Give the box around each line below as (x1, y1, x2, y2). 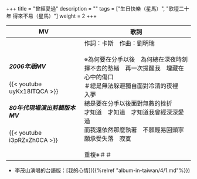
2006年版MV (9, 62, 46, 70)
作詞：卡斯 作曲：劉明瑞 (84, 39, 155, 47)
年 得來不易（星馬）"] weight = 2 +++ (6, 12, 97, 19)
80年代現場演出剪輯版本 (9, 104, 76, 112)
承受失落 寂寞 (90, 134, 132, 143)
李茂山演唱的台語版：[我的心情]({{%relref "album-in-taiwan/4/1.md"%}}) (14, 167, 191, 174)
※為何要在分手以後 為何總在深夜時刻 (84, 55, 188, 63)
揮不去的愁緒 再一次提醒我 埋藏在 (84, 64, 185, 72)
